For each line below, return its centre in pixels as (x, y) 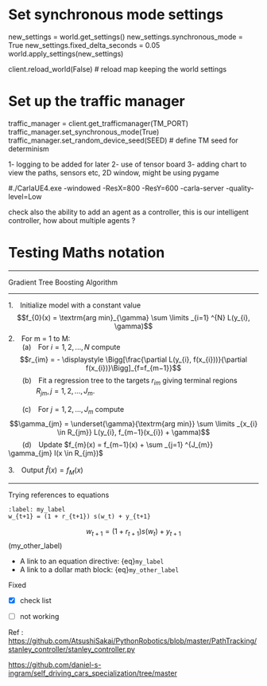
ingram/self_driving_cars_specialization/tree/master (93, 673)
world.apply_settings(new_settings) (66, 53)
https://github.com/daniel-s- (55, 664)
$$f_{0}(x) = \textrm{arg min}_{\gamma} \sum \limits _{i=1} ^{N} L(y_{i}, (133, 317)
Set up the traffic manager (97, 102)
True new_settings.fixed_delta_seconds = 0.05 (84, 45)
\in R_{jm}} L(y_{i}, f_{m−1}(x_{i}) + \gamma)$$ (133, 433)
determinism (29, 148)
